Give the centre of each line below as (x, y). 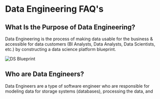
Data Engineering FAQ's (54, 9)
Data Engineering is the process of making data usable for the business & (79, 39)
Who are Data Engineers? (45, 74)
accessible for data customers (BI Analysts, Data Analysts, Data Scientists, (80, 44)
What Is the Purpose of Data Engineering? (70, 27)
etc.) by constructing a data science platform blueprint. (61, 49)
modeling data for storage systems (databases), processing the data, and (79, 91)
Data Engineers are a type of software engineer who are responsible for (78, 86)
